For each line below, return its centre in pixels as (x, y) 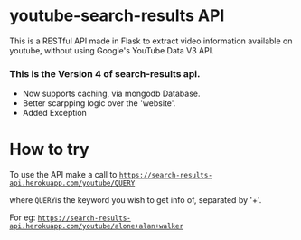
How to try (49, 149)
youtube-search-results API (117, 16)
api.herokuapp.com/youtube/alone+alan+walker (96, 226)
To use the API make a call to (63, 175)
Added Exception (55, 113)
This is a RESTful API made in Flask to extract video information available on (151, 41)
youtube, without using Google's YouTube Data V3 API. (112, 50)
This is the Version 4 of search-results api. (105, 73)
